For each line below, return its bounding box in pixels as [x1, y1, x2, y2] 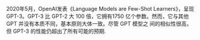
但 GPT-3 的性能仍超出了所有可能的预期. [6, 27, 107, 35]
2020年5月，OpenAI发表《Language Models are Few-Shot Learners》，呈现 [6, 5, 195, 12]
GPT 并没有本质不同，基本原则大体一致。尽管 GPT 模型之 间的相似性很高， [6, 20, 192, 27]
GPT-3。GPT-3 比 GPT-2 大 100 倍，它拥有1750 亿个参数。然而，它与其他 [6, 13, 189, 20]
